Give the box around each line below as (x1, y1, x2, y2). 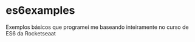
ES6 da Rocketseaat (5, 29, 56, 37)
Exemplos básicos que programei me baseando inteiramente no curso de (5, 23, 189, 31)
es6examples (5, 4, 75, 17)
